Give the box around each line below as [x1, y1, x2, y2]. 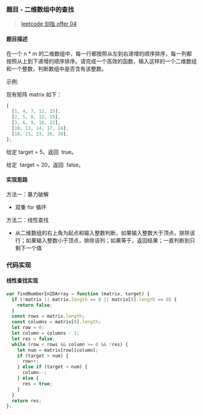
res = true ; [22, 381, 53, 387]
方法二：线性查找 [6, 216, 49, 223]
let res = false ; [11, 336, 56, 342]
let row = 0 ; [11, 325, 45, 331]
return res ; [11, 397, 42, 404]
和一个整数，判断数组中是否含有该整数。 [6, 65, 107, 72]
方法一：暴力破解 [6, 191, 49, 198]
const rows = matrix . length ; [11, 313, 85, 319]
